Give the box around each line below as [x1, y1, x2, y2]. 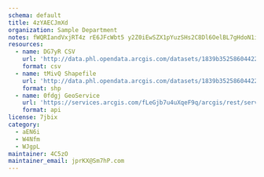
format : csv [22, 63, 61, 70]
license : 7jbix [8, 114, 58, 121]
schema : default [8, 11, 61, 20]
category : [8, 121, 41, 128]
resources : [8, 41, 44, 49]
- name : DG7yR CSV [15, 48, 76, 56]
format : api [22, 107, 61, 114]
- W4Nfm [15, 135, 41, 143]
